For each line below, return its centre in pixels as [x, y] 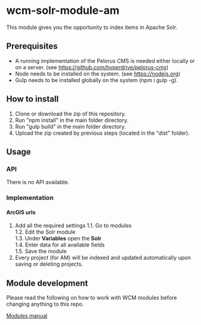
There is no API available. [38, 182]
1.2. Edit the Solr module [45, 232]
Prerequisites [32, 46]
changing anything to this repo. [45, 304]
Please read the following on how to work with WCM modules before [92, 298]
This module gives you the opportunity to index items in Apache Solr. [92, 27]
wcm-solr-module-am [63, 11]
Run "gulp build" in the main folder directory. [70, 126]
